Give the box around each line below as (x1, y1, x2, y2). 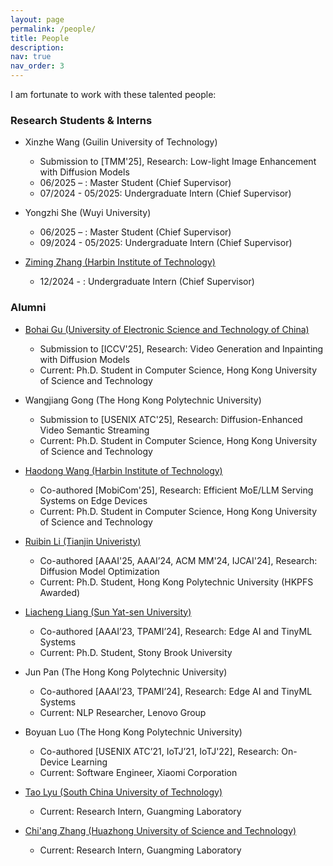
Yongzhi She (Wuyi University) (24, 207, 152, 219)
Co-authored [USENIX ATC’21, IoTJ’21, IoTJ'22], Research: (39, 745, 280, 757)
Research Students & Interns (10, 113, 153, 127)
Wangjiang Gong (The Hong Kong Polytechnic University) (24, 394, 262, 406)
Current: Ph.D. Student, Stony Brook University (39, 646, 233, 658)
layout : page (10, 14, 65, 25)
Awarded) (39, 586, 81, 598)
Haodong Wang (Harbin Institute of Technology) (24, 464, 223, 476)
